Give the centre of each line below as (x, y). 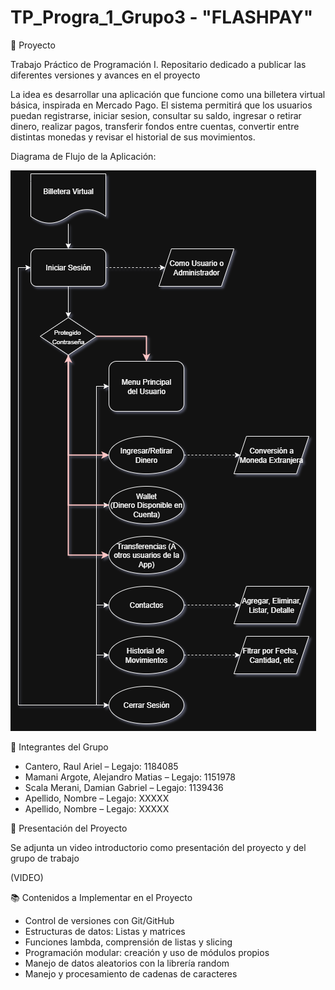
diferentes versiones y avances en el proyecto (105, 75)
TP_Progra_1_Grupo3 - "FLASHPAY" (162, 17)
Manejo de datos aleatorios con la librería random (127, 963)
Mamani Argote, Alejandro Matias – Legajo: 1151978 (130, 777)
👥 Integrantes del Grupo (59, 747)
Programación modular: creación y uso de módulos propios (147, 952)
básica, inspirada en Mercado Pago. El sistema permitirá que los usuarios (161, 105)
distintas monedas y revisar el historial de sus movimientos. (133, 137)
